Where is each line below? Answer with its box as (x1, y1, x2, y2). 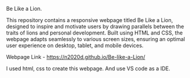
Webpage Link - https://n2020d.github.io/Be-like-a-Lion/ (6, 54, 145, 60)
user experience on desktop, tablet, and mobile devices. (6, 42, 144, 49)
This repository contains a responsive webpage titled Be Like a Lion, (6, 17, 173, 23)
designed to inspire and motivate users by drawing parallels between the (6, 23, 184, 30)
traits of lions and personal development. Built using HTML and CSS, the (6, 29, 183, 36)
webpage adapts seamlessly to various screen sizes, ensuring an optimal (6, 36, 185, 42)
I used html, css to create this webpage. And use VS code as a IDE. (6, 65, 170, 72)
